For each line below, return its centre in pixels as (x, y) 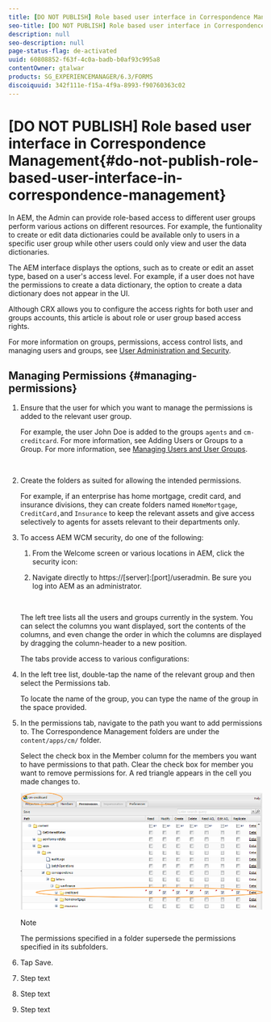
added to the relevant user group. (76, 416)
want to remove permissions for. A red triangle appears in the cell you (135, 773)
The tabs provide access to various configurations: (104, 659)
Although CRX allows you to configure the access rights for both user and (131, 309)
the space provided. (53, 707)
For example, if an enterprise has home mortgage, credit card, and (131, 496)
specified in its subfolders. (64, 947)
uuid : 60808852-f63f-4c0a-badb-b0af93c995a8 (84, 60)
